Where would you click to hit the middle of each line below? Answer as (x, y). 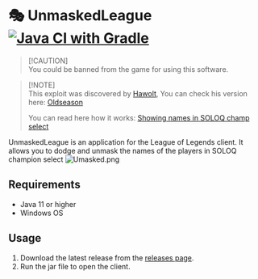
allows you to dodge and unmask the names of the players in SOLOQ (123, 150)
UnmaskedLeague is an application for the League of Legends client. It (126, 142)
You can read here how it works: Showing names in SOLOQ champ (139, 117)
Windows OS (42, 213)
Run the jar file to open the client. (75, 266)
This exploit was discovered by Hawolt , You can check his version (138, 93)
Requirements (44, 185)
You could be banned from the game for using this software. (128, 69)
